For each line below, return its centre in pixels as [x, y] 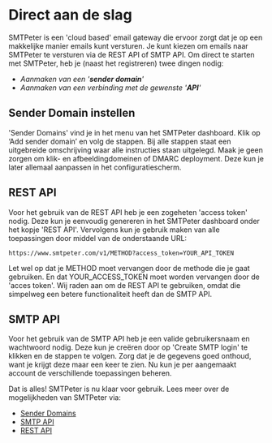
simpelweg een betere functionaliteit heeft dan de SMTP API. [110, 294]
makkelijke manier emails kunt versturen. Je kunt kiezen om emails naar [129, 45]
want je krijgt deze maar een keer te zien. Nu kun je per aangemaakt [123, 365]
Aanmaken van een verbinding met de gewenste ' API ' [110, 88]
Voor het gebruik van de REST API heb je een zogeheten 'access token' [128, 212]
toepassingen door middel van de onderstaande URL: [98, 238]
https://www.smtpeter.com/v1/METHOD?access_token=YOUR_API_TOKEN [121, 253]
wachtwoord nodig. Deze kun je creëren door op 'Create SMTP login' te [128, 347]
